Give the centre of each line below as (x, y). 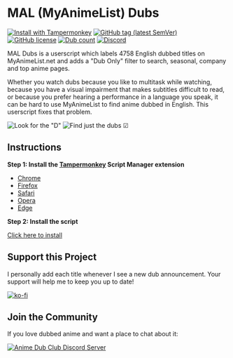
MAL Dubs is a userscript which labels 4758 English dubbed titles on (106, 53)
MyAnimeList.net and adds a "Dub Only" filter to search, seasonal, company (117, 60)
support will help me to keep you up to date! (71, 281)
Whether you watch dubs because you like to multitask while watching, (110, 81)
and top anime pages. (38, 68)
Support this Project (52, 257)
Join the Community (52, 317)
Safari (26, 193)
